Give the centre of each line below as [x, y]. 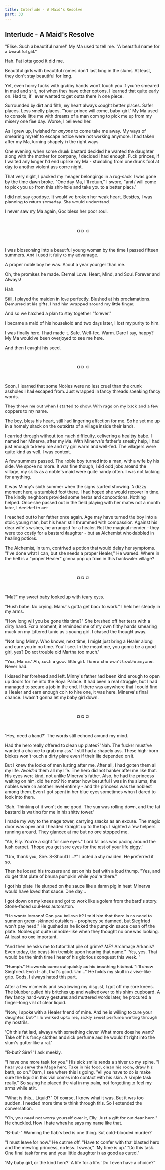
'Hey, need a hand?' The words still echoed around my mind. [67, 736]
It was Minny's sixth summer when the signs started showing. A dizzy [76, 487]
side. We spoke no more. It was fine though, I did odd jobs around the [76, 466]
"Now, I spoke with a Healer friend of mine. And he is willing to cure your [79, 1012]
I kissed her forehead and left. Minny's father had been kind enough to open [82, 676]
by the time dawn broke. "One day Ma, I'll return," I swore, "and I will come [81, 182]
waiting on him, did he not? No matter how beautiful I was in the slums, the [81, 781]
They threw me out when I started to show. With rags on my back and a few [82, 406]
